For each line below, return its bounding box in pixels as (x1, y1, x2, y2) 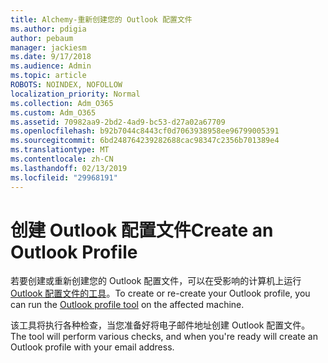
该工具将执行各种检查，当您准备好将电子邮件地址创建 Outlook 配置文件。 (10, 319, 311, 331)
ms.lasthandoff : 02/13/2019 (10, 163, 128, 173)
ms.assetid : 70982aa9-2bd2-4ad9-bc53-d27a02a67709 (10, 117, 226, 127)
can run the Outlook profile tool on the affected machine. (10, 299, 245, 311)
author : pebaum (10, 33, 74, 43)
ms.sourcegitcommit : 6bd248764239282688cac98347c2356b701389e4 (10, 136, 280, 146)
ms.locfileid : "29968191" (10, 172, 118, 183)
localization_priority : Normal (10, 89, 141, 99)
